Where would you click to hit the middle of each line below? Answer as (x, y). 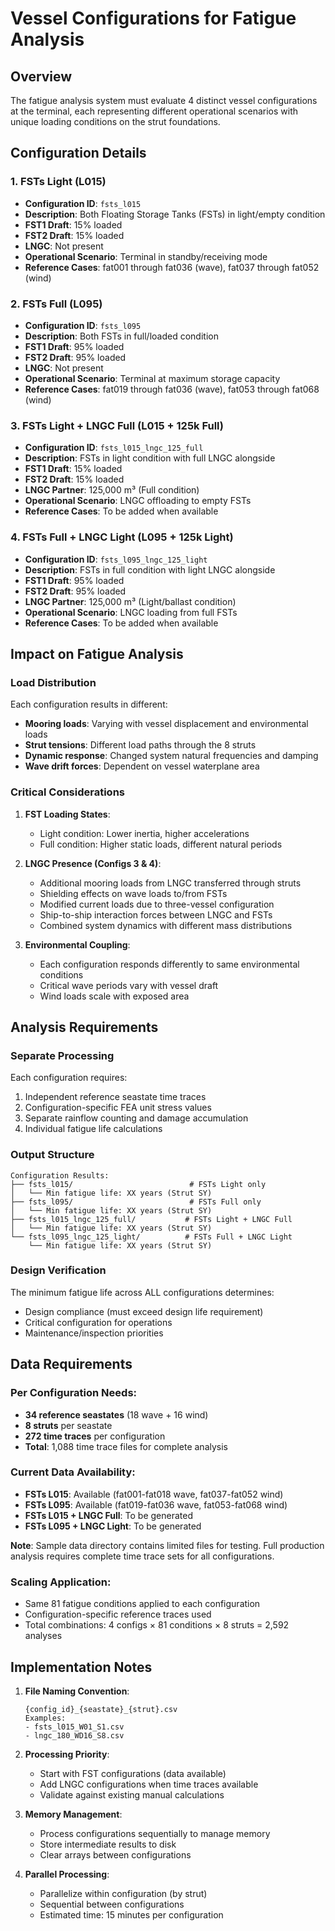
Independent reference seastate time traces (115, 1097)
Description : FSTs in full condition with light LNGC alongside (150, 569)
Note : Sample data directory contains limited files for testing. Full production (167, 1545)
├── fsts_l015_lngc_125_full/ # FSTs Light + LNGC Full (151, 1219)
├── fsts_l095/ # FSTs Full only (136, 1202)
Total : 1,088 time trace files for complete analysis (126, 1446)
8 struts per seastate (68, 1425)
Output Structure (52, 1155)
